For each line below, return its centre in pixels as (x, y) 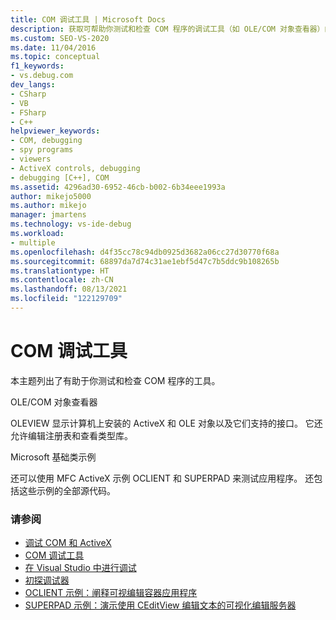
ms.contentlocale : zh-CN (62, 280)
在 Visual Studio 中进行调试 (80, 568)
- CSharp (28, 94)
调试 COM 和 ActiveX (68, 543)
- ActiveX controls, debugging (75, 168)
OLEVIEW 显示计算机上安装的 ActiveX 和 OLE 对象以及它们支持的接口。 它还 (166, 423)
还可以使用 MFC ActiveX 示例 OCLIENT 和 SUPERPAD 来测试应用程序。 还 (162, 478)
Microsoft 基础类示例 (53, 457)
